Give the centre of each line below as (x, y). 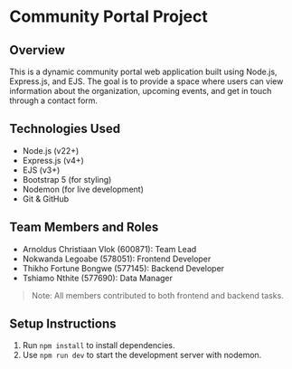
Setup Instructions (63, 324)
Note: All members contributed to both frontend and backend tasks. (158, 295)
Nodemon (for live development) (83, 189)
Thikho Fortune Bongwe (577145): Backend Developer (123, 268)
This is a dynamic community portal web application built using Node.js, (143, 71)
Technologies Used (65, 129)
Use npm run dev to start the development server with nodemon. (142, 355)
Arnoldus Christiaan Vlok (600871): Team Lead (109, 249)
